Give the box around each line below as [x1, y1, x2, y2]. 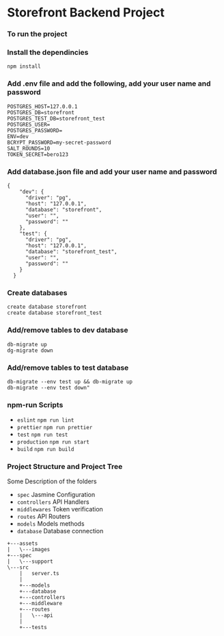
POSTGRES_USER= [7, 121, 51, 128]
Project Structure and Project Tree [7, 462, 123, 472]
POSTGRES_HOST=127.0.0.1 [7, 103, 78, 110]
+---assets [7, 540, 38, 547]
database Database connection [16, 527, 104, 535]
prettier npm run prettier [16, 424, 93, 431]
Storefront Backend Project [7, 5, 165, 21]
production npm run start [16, 439, 90, 446]
